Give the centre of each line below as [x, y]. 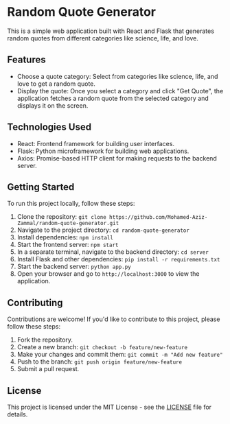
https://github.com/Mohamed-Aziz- [158, 217]
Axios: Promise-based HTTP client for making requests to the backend [117, 158]
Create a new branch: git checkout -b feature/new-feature [102, 347]
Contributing [35, 303]
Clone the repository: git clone [61, 217]
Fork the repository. [45, 340]
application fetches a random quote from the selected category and [113, 98]
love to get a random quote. [56, 84]
